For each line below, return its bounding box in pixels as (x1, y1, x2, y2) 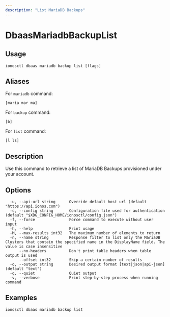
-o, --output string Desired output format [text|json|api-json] (10, 262, 165, 267)
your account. (5, 171, 35, 177)
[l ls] (5, 138, 19, 143)
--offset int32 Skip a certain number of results (18, 257, 143, 263)
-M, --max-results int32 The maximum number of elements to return (10, 231, 160, 236)
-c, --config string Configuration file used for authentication (10, 208, 165, 213)
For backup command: (5, 109, 51, 115)
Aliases (5, 77, 30, 86)
